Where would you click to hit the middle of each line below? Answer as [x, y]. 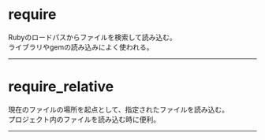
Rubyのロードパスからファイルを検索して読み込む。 [93, 37]
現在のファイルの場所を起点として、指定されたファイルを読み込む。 [118, 109]
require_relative [61, 87]
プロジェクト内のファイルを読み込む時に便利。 [84, 119]
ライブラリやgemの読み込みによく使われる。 [81, 47]
